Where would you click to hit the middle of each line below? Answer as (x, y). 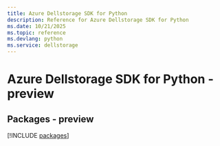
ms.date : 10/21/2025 (37, 26)
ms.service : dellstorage (43, 45)
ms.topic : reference (37, 33)
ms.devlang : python (35, 39)
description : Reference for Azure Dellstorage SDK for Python (98, 20)
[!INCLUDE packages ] (38, 135)
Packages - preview (51, 119)
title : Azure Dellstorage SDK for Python (67, 13)
